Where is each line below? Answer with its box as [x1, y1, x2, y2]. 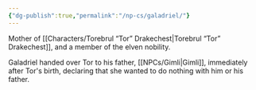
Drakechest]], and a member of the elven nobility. [8, 41, 171, 52]
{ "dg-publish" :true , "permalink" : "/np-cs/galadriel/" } [8, 11, 191, 20]
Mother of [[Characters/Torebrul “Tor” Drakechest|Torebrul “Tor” [8, 33, 221, 43]
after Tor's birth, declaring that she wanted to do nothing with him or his [8, 65, 244, 76]
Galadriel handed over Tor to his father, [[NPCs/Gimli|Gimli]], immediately [8, 57, 248, 67]
